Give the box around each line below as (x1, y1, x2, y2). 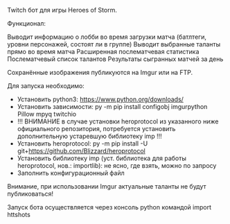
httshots (7, 211, 31, 218)
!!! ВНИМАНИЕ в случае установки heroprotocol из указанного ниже (17, 117, 219, 126)
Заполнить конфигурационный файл (17, 169, 125, 177)
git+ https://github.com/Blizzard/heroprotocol (17, 147, 145, 155)
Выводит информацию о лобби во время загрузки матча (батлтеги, (7, 33, 206, 41)
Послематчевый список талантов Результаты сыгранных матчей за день (7, 55, 224, 63)
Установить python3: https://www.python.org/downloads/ (17, 95, 184, 103)
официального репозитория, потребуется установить (17, 125, 176, 132)
